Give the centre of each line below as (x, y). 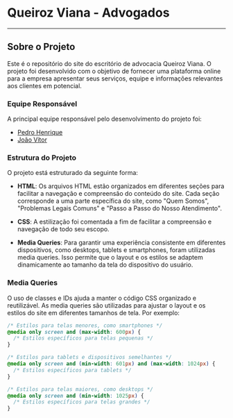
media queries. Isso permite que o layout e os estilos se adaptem (110, 258)
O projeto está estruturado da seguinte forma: (73, 173)
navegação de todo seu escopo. (63, 229)
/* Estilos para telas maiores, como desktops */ (80, 389)
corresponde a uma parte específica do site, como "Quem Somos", (113, 201)
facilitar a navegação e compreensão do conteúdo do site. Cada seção (118, 194)
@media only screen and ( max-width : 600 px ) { (74, 332)
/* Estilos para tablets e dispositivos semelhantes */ (89, 358)
